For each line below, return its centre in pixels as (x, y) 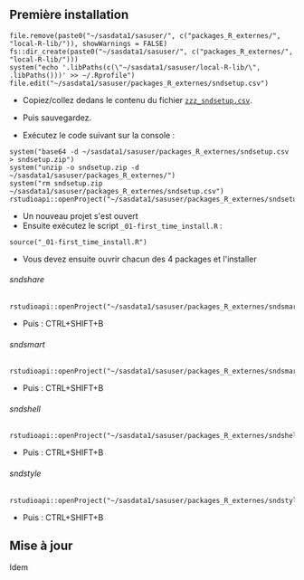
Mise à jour (41, 546)
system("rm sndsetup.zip (56, 183)
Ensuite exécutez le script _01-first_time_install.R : (123, 225)
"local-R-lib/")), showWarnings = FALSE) (89, 43)
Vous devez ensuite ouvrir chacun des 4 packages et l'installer (139, 259)
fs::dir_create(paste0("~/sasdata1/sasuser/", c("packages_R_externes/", (152, 52)
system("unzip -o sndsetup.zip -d (75, 167)
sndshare (27, 280)
